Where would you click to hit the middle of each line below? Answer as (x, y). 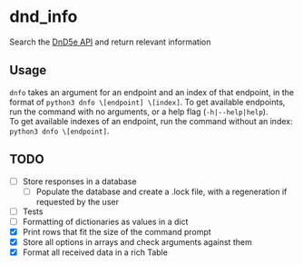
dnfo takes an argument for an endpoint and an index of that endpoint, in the (152, 92)
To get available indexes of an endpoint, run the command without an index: (151, 121)
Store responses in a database (79, 181)
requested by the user (78, 201)
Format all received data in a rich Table (95, 252)
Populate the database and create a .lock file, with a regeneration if (161, 191)
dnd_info (44, 17)
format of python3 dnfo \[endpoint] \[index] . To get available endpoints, (147, 102)
